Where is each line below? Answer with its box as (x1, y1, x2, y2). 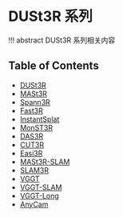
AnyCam (19, 199, 49, 209)
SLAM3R (19, 165, 50, 175)
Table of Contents (8, 59, 100, 73)
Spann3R (19, 97, 50, 106)
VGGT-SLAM (19, 182, 62, 192)
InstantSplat (19, 114, 60, 124)
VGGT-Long (19, 191, 60, 200)
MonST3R (19, 123, 54, 132)
